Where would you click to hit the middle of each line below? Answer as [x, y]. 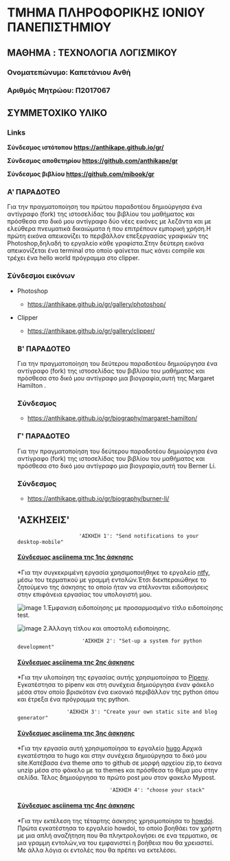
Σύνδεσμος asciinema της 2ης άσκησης [76, 662]
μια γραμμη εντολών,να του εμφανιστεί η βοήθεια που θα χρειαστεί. [115, 842]
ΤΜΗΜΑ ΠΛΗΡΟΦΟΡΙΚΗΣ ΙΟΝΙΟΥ [106, 13]
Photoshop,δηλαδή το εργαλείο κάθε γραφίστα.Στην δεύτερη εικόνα [106, 243]
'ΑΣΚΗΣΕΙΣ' [43, 520]
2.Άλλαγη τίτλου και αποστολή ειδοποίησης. [107, 628]
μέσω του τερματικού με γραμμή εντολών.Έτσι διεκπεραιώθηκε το [112, 580]
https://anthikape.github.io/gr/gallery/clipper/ [91, 331]
